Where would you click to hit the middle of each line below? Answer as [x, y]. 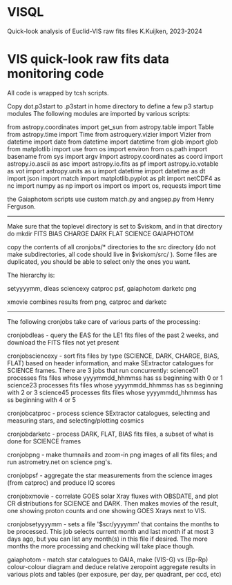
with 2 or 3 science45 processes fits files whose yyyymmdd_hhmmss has [112, 392]
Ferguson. [21, 206]
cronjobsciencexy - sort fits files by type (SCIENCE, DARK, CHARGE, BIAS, [113, 356]
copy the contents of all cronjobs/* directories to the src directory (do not [112, 247]
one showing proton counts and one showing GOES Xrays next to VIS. [107, 510]
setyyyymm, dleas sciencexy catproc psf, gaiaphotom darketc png [102, 288]
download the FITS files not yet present [63, 342]
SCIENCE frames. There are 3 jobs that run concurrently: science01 [103, 370]
